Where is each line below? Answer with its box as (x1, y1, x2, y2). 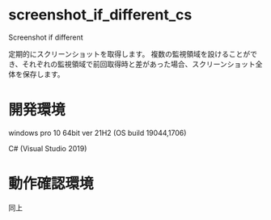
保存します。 (22, 69, 65, 78)
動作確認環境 (8, 175, 95, 193)
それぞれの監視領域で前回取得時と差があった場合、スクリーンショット (22, 59, 256, 69)
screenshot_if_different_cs (8, 6, 193, 24)
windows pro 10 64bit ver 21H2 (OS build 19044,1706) (8, 128, 187, 137)
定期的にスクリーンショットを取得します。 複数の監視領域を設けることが (8, 49, 251, 58)
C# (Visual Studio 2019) (8, 143, 87, 153)
